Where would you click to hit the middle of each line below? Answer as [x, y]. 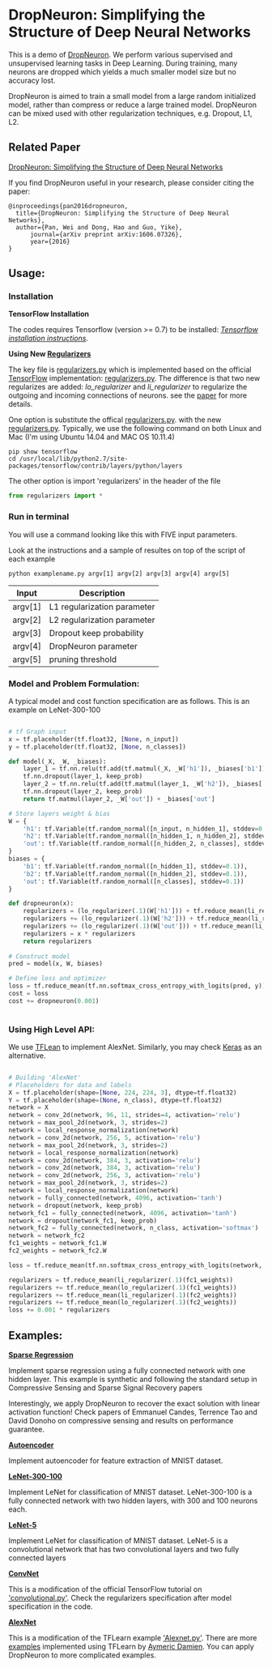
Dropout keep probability [96, 633]
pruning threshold [83, 659]
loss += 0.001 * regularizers [59, 1310]
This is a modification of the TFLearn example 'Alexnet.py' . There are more [133, 1638]
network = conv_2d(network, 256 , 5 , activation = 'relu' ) [104, 1137]
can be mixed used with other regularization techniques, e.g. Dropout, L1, [130, 113]
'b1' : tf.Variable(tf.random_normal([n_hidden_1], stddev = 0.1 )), [136, 866]
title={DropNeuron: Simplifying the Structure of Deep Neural [123, 213]
